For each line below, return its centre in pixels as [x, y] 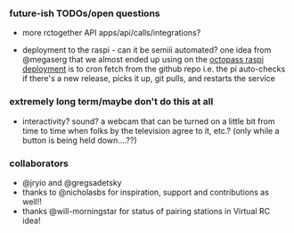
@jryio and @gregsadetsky [72, 182]
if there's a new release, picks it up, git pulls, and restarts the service [149, 79]
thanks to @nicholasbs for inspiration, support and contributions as [146, 192]
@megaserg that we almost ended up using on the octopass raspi [143, 60]
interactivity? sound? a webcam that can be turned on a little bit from [148, 121]
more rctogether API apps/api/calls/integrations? [111, 33]
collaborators [39, 163]
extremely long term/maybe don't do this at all [111, 102]
